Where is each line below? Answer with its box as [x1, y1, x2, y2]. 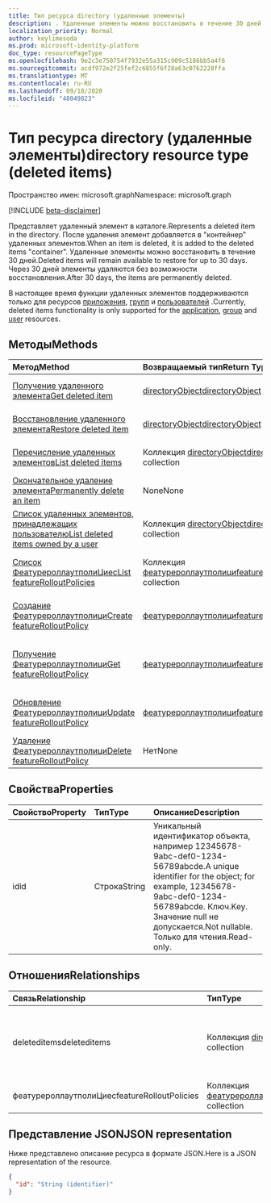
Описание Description [152, 806, 240, 817]
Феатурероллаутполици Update [12, 707, 135, 718]
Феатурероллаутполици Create [12, 610, 133, 621]
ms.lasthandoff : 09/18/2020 [8, 86, 103, 95]
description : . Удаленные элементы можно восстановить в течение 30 [8, 19, 244, 27]
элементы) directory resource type [8, 146, 249, 165]
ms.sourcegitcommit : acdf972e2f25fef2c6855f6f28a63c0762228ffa [8, 65, 226, 73]
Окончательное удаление [12, 475, 113, 486]
